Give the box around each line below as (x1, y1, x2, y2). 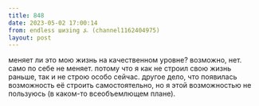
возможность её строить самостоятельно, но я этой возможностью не (8, 81, 252, 90)
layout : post (8, 33, 52, 42)
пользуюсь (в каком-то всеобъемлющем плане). (8, 89, 176, 99)
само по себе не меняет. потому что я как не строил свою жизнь (8, 64, 232, 74)
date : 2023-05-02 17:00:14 (8, 19, 98, 27)
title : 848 (8, 11, 45, 20)
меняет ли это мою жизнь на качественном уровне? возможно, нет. (8, 55, 242, 65)
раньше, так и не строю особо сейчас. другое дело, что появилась (8, 72, 237, 81)
